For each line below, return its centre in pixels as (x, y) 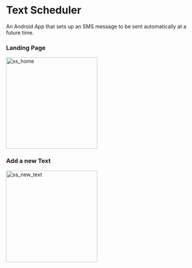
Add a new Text (28, 161)
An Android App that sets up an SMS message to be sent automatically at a (96, 26)
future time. (20, 32)
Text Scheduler (44, 10)
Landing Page (26, 47)
